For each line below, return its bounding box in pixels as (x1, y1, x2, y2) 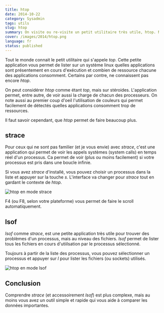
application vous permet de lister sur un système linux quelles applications (5, 62, 155, 68)
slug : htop (5, 25, 27, 30)
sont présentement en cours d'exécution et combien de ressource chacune (5, 67, 157, 73)
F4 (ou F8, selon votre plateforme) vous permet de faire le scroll (5, 198, 134, 204)
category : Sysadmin (5, 16, 45, 21)
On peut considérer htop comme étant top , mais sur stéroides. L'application (5, 87, 157, 93)
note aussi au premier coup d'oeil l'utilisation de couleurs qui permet (5, 97, 143, 103)
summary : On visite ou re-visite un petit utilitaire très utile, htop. (5, 30, 156, 35)
